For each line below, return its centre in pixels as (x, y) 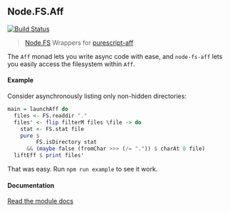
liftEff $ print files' (49, 156)
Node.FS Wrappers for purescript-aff (79, 43)
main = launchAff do (38, 110)
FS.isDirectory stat (67, 142)
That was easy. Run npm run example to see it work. (83, 169)
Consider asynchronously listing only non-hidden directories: (97, 96)
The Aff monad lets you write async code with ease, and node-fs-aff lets (115, 56)
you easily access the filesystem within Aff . (71, 64)
